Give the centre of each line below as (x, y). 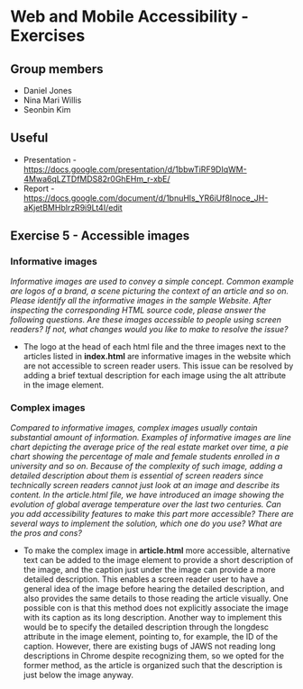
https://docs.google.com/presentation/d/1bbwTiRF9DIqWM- (135, 169)
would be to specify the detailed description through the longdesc (146, 627)
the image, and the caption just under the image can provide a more (149, 569)
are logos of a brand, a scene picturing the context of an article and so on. (150, 291)
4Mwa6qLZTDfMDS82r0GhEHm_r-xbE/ (96, 178)
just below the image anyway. (78, 675)
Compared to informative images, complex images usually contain (134, 427)
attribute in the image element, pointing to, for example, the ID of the (151, 636)
